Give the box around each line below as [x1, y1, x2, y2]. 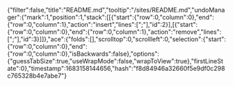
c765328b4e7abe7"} [7, 72, 67, 80]
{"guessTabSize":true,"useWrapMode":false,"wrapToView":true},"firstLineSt [7, 57, 224, 65]
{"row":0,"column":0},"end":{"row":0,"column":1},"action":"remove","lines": [7, 28, 222, 36]
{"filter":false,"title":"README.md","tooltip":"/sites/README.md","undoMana [7, 6, 225, 14]
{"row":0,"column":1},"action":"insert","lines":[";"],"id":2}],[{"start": [7, 21, 198, 28]
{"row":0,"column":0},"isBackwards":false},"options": [7, 50, 160, 58]
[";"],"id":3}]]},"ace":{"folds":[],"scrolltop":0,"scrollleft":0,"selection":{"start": [7, 35, 226, 43]
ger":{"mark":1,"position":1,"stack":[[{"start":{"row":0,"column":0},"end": [7, 13, 214, 21]
